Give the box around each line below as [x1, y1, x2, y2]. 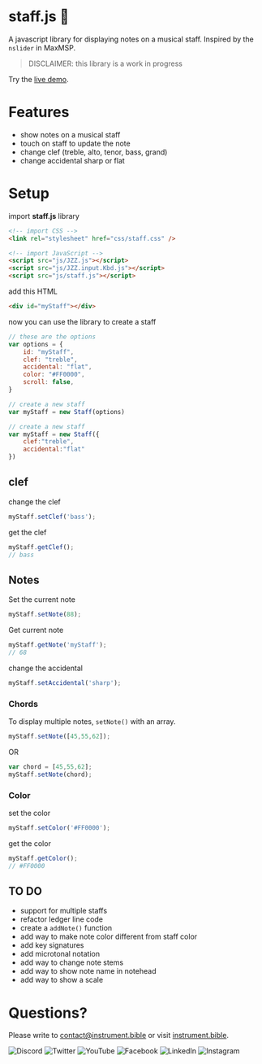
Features [8, 103, 70, 121]
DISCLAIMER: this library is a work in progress [28, 59, 183, 68]
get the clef [8, 527, 47, 537]
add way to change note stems [19, 957, 124, 967]
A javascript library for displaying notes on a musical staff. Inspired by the [8, 34, 254, 44]
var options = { [8, 340, 63, 348]
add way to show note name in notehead [19, 966, 157, 976]
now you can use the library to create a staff [8, 316, 157, 326]
